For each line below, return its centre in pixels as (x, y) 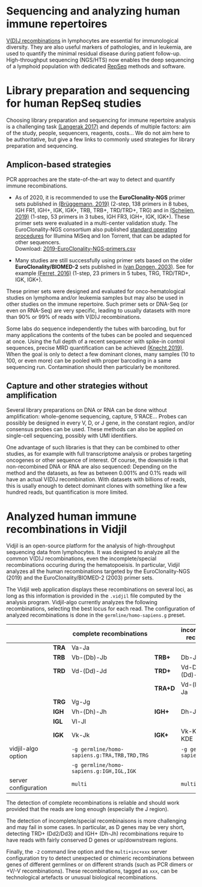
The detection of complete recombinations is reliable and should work (93, 803)
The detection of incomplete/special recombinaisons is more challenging (96, 821)
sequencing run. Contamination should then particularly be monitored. (93, 367)
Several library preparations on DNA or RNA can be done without (87, 410)
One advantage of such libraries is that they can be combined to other (93, 447)
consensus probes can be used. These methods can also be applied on (95, 429)
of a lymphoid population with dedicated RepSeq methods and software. (96, 66)
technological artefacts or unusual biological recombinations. (82, 877)
